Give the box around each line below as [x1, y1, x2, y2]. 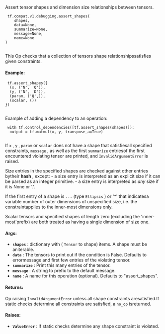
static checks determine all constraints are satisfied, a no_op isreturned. [5, 301, 152, 307]
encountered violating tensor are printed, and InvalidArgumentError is [5, 153, 148, 159]
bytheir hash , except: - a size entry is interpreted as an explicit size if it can [5, 173, 161, 179]
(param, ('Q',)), [9, 94, 46, 99]
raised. [5, 159, 19, 165]
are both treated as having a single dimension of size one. [31, 219, 150, 225]
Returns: [5, 284, 24, 290]
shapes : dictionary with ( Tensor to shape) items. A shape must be [12, 241, 148, 248]
